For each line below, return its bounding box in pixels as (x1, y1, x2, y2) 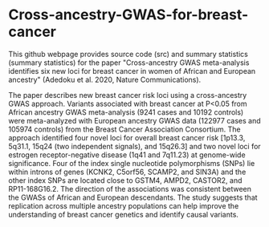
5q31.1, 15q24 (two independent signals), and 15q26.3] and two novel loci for (8, 141, 261, 151)
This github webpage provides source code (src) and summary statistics (8, 49, 249, 59)
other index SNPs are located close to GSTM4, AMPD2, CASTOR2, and (8, 175, 243, 185)
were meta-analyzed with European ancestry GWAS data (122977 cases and (8, 116, 261, 125)
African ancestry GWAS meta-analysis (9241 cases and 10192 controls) (8, 107, 244, 117)
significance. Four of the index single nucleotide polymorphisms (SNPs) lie (8, 158, 255, 168)
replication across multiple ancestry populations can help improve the (8, 201, 239, 210)
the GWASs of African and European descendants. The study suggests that (8, 193, 259, 202)
